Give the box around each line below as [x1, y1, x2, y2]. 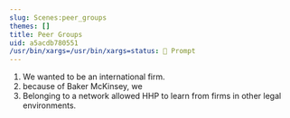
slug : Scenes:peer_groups [9, 13, 107, 23]
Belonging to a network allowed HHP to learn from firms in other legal [22, 91, 282, 102]
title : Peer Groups [9, 30, 83, 39]
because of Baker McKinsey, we [22, 81, 143, 92]
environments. [22, 100, 77, 111]
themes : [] [9, 22, 51, 31]
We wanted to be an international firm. [22, 71, 165, 82]
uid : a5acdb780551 [9, 38, 79, 48]
